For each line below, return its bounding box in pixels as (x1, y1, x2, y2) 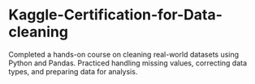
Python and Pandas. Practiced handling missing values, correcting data (8, 58, 248, 68)
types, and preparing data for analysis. (8, 66, 138, 76)
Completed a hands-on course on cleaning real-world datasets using (8, 49, 240, 59)
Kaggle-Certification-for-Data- (8, 6, 223, 24)
